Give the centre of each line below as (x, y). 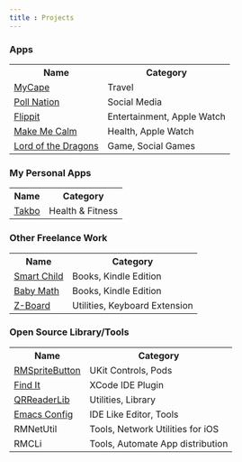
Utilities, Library (122, 400)
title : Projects (42, 18)
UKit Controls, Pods (131, 370)
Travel (121, 87)
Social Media (134, 102)
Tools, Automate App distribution (159, 443)
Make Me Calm (46, 131)
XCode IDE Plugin (127, 384)
